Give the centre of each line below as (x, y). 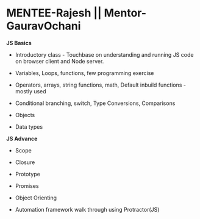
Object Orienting (36, 198)
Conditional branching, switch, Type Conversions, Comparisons (95, 103)
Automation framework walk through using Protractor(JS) (87, 209)
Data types (29, 127)
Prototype (28, 174)
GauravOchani (44, 26)
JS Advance (22, 138)
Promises (27, 185)
